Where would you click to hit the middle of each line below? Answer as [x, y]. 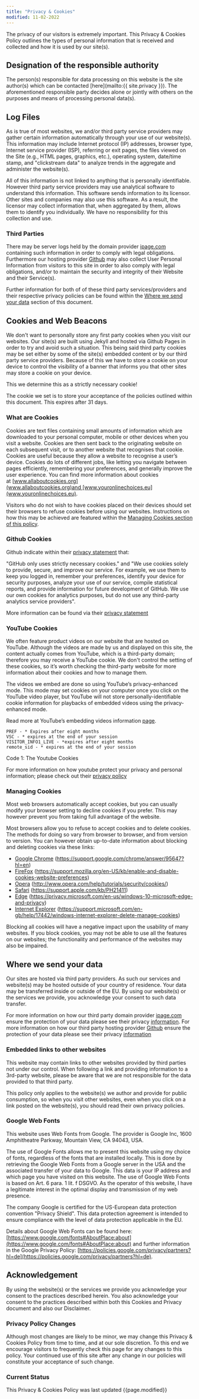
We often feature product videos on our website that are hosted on [87, 641]
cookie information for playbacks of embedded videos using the [84, 703]
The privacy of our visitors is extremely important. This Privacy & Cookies [96, 34]
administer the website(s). [38, 169]
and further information [161, 1244]
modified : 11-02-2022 [33, 17]
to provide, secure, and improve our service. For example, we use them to [96, 570]
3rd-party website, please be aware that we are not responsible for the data [99, 1075]
